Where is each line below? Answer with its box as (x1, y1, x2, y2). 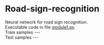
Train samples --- (5, 29, 40, 35)
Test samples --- (5, 34, 39, 40)
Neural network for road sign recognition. (5, 19, 88, 25)
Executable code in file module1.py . (5, 24, 76, 30)
